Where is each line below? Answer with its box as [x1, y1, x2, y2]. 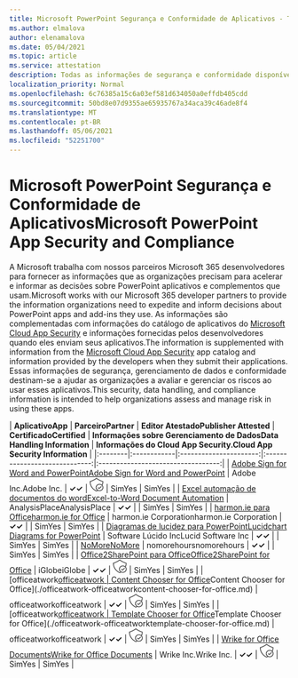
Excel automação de [181, 483, 256, 493]
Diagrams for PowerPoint [9, 530, 101, 541]
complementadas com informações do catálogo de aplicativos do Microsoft [9, 318, 286, 329]
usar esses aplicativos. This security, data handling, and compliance [9, 384, 256, 395]
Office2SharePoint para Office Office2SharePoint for [80, 549, 271, 560]
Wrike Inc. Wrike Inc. [159, 649, 232, 659]
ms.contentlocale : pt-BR [9, 117, 101, 126]
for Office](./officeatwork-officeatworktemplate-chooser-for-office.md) [9, 618, 271, 628]
